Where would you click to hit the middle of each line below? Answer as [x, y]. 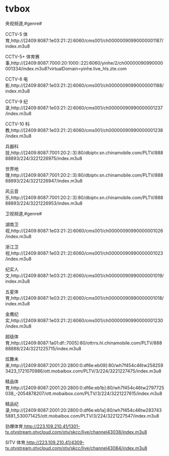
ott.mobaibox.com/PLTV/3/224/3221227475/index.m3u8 [103, 371]
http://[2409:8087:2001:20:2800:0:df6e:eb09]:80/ [63, 365]
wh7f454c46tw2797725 [139, 388]
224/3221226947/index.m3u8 [51, 180]
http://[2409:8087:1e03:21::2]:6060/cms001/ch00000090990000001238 [87, 130]
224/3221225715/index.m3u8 [51, 348]
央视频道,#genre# [23, 23]
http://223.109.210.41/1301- [52, 426]
